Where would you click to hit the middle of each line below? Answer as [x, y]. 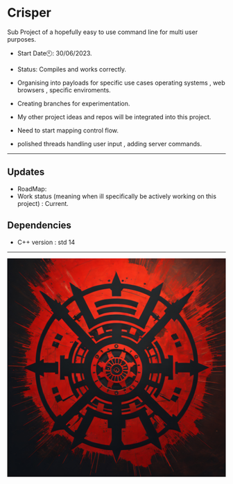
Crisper [29, 13]
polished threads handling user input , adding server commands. [110, 144]
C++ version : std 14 [46, 242]
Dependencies [39, 226]
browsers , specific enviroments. [64, 90]
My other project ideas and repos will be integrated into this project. [114, 116]
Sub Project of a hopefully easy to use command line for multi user [103, 32]
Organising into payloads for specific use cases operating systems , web [121, 83]
